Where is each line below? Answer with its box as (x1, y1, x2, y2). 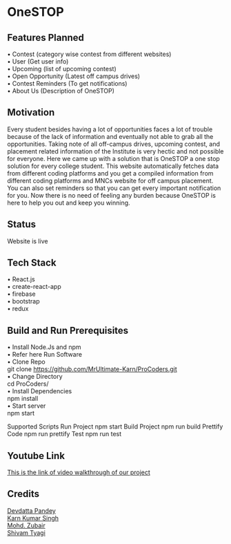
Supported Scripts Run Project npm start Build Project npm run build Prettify (7, 422, 223, 431)
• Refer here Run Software (7, 350, 83, 359)
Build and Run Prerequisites (7, 324, 129, 336)
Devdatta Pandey (7, 506, 57, 515)
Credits (7, 488, 40, 500)
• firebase (7, 290, 36, 298)
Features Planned (7, 32, 85, 44)
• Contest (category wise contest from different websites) (7, 50, 172, 58)
